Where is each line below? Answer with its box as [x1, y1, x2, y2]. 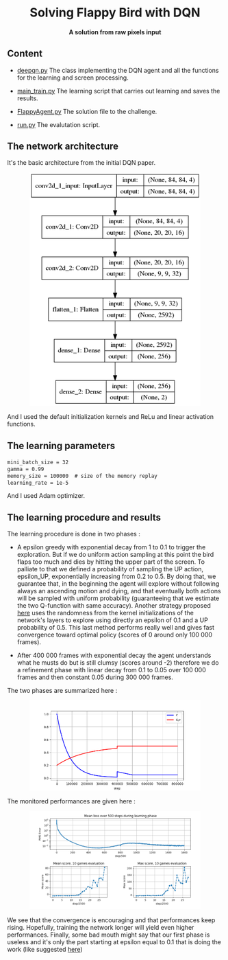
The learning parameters [7, 439, 116, 451]
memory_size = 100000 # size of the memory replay [7, 472, 157, 480]
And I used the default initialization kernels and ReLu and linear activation [7, 413, 214, 421]
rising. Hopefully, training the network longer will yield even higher [7, 923, 194, 931]
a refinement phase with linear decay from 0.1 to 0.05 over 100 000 [16, 666, 207, 674]
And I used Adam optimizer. [7, 492, 86, 500]
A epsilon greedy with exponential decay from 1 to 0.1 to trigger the [16, 543, 206, 551]
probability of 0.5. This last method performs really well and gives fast [16, 624, 214, 632]
